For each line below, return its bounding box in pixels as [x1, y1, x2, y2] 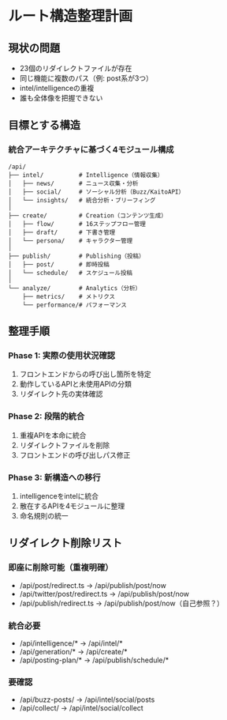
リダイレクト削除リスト [8, 537, 122, 550]
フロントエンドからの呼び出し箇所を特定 [19, 369, 151, 379]
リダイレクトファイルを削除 [19, 440, 110, 450]
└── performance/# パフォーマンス [22, 301, 128, 309]
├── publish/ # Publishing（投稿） [8, 252, 145, 260]
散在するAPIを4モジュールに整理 [19, 501, 125, 511]
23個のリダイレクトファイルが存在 [19, 64, 132, 73]
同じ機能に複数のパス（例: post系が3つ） [19, 74, 154, 83]
